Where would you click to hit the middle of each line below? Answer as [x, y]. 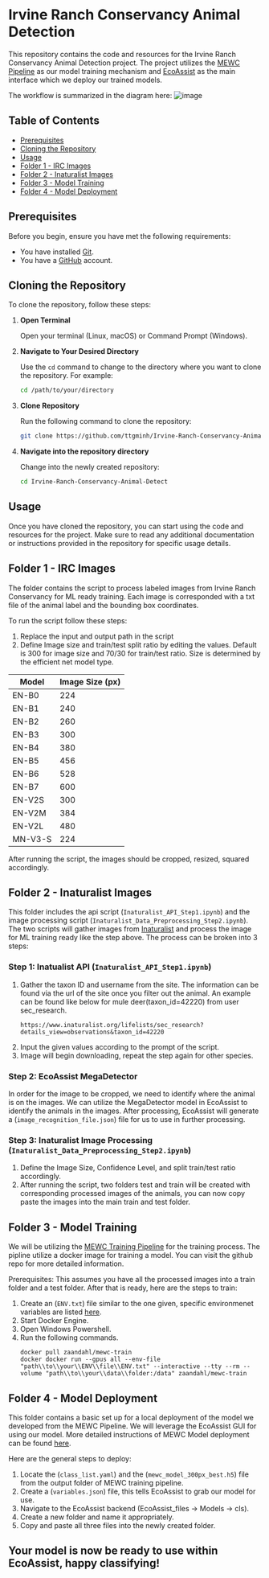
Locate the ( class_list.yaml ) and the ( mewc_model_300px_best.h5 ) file [134, 1474]
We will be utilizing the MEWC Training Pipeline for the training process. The [134, 1247]
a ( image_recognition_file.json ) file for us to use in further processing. [127, 1120]
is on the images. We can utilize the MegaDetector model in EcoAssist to [128, 1103]
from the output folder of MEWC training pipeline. [102, 1482]
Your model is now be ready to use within [113, 1551]
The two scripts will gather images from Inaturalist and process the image [130, 929]
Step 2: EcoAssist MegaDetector [73, 1076]
